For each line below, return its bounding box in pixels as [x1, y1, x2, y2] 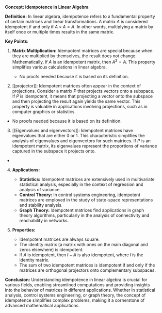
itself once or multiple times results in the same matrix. [5, 29, 114, 34]
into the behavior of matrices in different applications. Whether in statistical [5, 287, 156, 293]
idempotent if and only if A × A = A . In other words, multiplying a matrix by [5, 24, 154, 30]
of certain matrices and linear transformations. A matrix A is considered [5, 19, 148, 24]
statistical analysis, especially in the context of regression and [19, 181, 144, 187]
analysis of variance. [19, 186, 61, 192]
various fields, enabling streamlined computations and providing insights [5, 281, 150, 288]
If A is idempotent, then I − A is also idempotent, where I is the [19, 252, 144, 258]
